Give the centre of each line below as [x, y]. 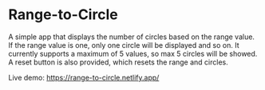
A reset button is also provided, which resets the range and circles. [119, 62]
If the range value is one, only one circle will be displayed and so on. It [124, 45]
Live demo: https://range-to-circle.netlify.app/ [84, 77]
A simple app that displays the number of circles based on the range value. [132, 37]
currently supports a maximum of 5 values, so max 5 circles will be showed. [133, 53]
